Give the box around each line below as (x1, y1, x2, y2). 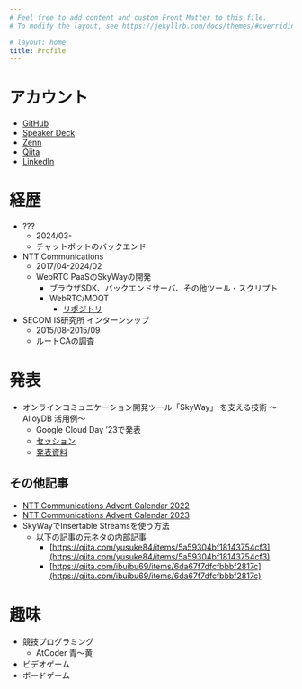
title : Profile (9, 46, 67, 55)
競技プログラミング (22, 636, 94, 647)
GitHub (22, 118, 49, 129)
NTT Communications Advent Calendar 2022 (22, 500, 191, 511)
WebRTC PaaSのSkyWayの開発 (35, 272, 151, 282)
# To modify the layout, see (9, 22, 119, 31)
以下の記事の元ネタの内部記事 (35, 532, 147, 542)
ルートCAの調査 (35, 336, 95, 346)
